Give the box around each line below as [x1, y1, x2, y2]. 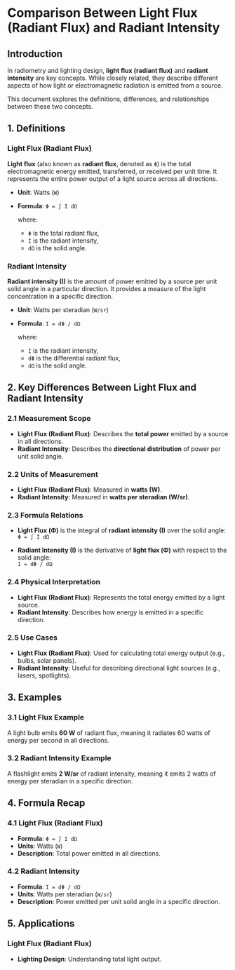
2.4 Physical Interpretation [7, 577, 100, 587]
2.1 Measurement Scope [7, 414, 91, 424]
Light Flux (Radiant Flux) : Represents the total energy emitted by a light [17, 593, 225, 601]
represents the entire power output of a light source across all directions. [7, 174, 218, 183]
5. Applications [7, 917, 75, 930]
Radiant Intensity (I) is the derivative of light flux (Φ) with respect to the [17, 546, 227, 555]
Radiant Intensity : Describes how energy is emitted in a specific [17, 608, 204, 617]
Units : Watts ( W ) [17, 842, 63, 850]
